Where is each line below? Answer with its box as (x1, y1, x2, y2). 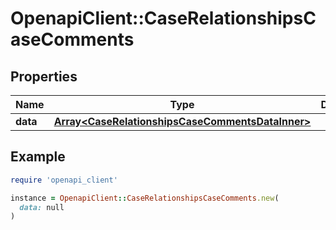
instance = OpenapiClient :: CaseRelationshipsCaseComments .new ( (10, 193, 280, 203)
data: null (19, 202, 65, 212)
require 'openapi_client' (10, 175, 118, 185)
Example (10, 148, 66, 166)
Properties (10, 68, 78, 85)
